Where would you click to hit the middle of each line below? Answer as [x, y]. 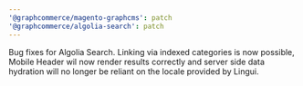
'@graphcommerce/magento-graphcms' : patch [90, 18]
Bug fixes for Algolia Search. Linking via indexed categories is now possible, [152, 52]
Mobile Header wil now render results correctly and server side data [137, 62]
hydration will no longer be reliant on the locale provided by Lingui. [134, 71]
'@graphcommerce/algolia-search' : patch [87, 26]
